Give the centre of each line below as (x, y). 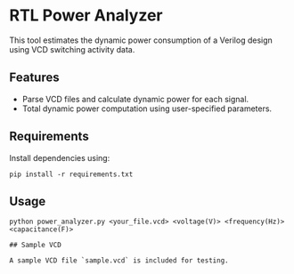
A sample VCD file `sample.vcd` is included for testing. (119, 261)
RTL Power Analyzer (86, 16)
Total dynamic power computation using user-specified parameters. (147, 109)
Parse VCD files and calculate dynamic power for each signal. (135, 99)
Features (34, 78)
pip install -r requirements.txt (71, 174)
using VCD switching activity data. (72, 49)
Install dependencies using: (60, 157)
